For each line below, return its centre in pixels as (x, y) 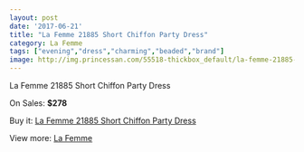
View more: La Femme (51, 138)
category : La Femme (46, 43)
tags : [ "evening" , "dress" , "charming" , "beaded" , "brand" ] (117, 52)
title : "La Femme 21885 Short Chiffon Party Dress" (109, 34)
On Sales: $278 (38, 103)
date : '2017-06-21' (46, 26)
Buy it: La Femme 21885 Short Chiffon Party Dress (103, 120)
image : (22, 60)
